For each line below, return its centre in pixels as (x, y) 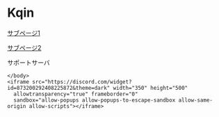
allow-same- (196, 100)
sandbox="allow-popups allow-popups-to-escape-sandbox (95, 100)
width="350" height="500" (151, 88)
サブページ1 (24, 33)
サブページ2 (24, 47)
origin (17, 106)
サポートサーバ (29, 62)
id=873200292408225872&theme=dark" (59, 88)
